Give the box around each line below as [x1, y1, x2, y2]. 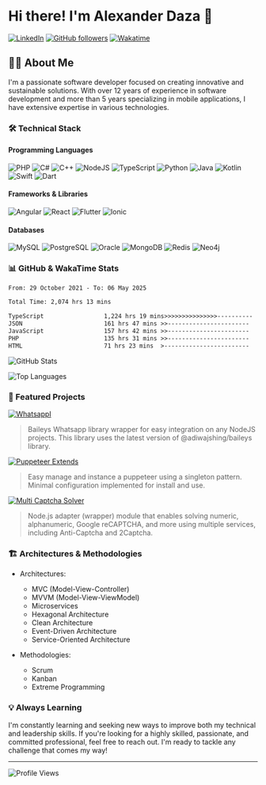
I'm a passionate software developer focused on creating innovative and [8, 77, 244, 86]
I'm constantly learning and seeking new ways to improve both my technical [8, 720, 256, 730]
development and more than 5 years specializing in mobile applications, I [8, 94, 246, 104]
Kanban [31, 674, 57, 684]
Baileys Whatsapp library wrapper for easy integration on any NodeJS [27, 425, 256, 434]
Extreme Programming [31, 682, 105, 692]
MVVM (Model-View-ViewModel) [31, 593, 140, 602]
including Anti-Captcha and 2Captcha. [27, 528, 153, 537]
